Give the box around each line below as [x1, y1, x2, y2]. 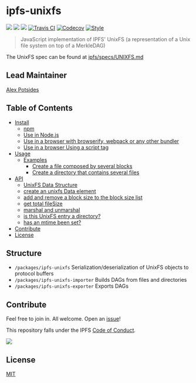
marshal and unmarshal [23, 206, 80, 213]
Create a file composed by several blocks [32, 162, 133, 169]
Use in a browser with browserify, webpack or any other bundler [23, 137, 180, 145]
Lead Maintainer [6, 71, 67, 81]
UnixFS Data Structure [23, 181, 78, 188]
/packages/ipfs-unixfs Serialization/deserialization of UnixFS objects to [14, 264, 189, 271]
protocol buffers [14, 270, 54, 277]
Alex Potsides [6, 86, 39, 93]
